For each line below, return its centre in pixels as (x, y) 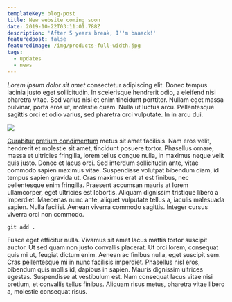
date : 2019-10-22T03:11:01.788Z (54, 26)
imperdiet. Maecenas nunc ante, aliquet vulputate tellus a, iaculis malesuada (116, 199)
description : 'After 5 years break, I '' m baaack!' (82, 33)
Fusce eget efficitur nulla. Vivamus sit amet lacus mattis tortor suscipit (107, 240)
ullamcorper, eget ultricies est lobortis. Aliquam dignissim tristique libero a (113, 192)
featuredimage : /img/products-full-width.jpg (74, 46)
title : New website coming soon (54, 20)
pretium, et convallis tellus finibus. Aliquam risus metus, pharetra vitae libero (116, 284)
